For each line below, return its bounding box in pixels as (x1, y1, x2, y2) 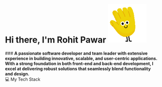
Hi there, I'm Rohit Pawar (5, 34, 106, 45)
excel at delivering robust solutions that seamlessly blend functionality (5, 66, 151, 72)
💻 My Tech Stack (5, 76, 41, 82)
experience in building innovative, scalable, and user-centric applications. (5, 55, 158, 61)
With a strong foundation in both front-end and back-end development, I (5, 60, 154, 66)
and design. (5, 71, 30, 76)
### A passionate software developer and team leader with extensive (5, 50, 148, 56)
